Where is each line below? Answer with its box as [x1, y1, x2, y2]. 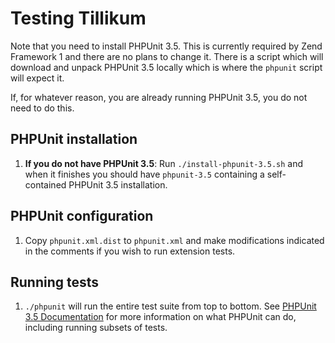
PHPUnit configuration [10, 208, 154, 225]
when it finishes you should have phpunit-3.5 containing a [24, 168, 265, 180]
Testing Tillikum [10, 7, 147, 30]
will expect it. [10, 72, 65, 84]
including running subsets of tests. [24, 322, 168, 334]
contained [24, 178, 67, 191]
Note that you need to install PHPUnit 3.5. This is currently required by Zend [10, 40, 323, 52]
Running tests [10, 273, 100, 291]
